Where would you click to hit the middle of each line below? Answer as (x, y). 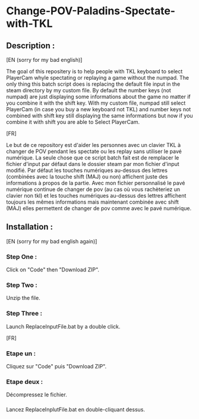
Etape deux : (25, 382)
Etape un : (21, 354)
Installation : (30, 227)
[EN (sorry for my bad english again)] (52, 241)
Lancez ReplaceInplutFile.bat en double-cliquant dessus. (76, 409)
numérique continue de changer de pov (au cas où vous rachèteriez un (93, 189)
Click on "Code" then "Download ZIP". (53, 270)
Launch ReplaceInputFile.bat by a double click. (63, 326)
